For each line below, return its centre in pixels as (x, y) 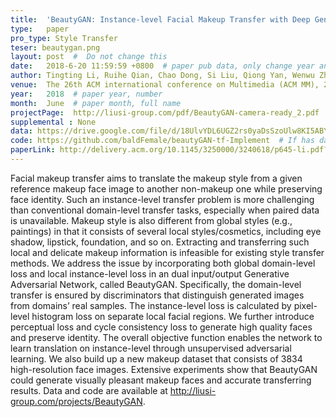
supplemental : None (53, 122)
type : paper (40, 29)
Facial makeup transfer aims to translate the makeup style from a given (156, 178)
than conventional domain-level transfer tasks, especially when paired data (165, 210)
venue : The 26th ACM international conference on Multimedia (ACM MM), (165, 85)
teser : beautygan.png (55, 47)
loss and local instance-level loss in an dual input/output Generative (150, 273)
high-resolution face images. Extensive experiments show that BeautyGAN (164, 369)
